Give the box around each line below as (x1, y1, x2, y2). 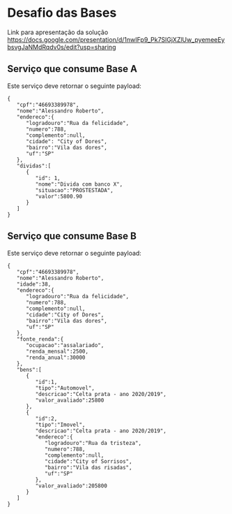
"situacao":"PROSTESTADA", (35, 186, 114, 193)
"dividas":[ (16, 162, 52, 169)
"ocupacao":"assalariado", (25, 342, 105, 348)
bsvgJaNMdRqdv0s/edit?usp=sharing (7, 43, 116, 51)
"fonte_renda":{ (16, 335, 64, 343)
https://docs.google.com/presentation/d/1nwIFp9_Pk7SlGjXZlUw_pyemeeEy (7, 35, 225, 43)
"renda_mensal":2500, (25, 348, 89, 355)
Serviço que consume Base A (7, 63, 138, 75)
